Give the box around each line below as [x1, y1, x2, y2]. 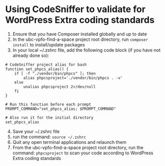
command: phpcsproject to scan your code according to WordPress [12, 150, 153, 156]
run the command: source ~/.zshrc [12, 134, 86, 140]
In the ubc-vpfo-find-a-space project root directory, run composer [12, 36, 148, 42]
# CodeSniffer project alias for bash [5, 62, 87, 67]
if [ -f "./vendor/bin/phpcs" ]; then [14, 71, 96, 76]
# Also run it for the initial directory [5, 115, 94, 120]
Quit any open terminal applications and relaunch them [12, 139, 127, 145]
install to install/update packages [12, 41, 85, 47]
